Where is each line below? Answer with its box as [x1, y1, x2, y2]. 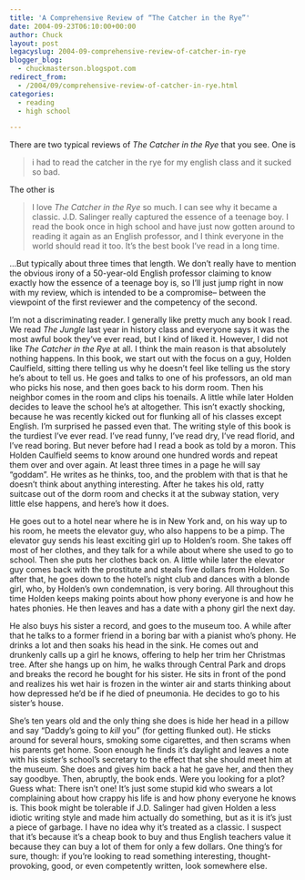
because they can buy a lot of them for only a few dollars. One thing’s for [9, 841, 283, 852]
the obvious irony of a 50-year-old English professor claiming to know [9, 268, 272, 278]
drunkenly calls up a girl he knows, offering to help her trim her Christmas [9, 650, 286, 661]
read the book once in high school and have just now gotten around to [31, 221, 296, 232]
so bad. [31, 167, 61, 177]
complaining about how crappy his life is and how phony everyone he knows [9, 793, 297, 804]
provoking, [9, 861, 50, 872]
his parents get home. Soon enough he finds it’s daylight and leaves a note [9, 744, 290, 755]
